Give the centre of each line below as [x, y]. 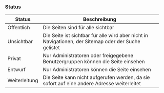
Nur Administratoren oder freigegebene [88, 56]
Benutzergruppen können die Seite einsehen [94, 62]
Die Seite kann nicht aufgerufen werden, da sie [96, 77]
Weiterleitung [23, 80]
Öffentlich [19, 28]
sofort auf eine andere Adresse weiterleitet [92, 84]
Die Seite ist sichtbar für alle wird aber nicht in [95, 36]
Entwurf [17, 70]
